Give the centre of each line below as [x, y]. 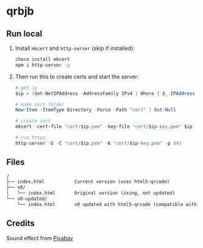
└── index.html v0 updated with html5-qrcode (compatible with [107, 204]
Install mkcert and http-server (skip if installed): [75, 48]
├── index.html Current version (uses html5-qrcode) [88, 182]
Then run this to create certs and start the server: [77, 77]
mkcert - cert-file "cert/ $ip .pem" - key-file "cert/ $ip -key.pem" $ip [104, 127]
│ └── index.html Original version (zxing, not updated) [91, 193]
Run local [24, 34]
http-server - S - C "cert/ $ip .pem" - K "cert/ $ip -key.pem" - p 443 [98, 143]
